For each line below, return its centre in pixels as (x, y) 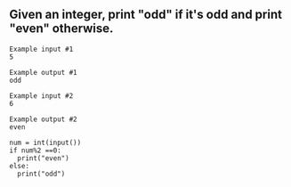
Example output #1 (43, 72)
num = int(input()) (45, 142)
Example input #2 (41, 96)
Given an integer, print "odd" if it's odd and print (146, 15)
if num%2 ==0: (36, 150)
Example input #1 (41, 49)
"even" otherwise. (61, 29)
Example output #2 (43, 119)
